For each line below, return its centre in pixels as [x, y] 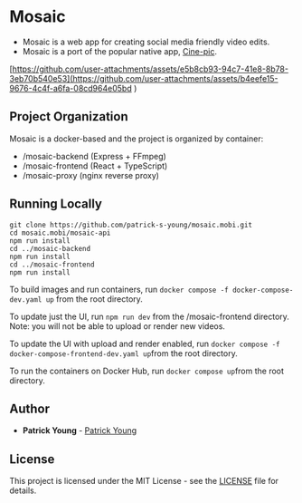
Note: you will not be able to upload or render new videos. [118, 326]
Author [29, 408]
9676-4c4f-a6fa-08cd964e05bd [71, 88]
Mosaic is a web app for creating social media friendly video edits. [146, 42]
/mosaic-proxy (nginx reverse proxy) [91, 175]
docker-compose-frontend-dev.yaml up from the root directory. [123, 353]
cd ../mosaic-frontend [52, 265]
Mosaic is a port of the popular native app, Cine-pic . [119, 51]
